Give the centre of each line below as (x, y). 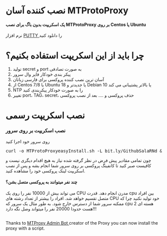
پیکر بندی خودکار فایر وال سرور (42, 75)
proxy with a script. (25, 228)
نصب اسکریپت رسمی (45, 115)
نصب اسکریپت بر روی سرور (36, 131)
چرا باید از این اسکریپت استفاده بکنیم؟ (75, 56)
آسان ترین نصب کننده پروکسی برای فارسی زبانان (58, 79)
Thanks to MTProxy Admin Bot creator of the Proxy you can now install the (82, 223)
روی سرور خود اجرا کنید (28, 141)
